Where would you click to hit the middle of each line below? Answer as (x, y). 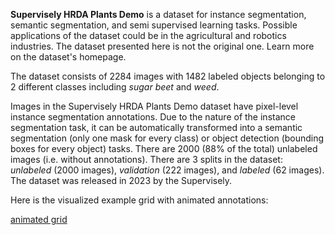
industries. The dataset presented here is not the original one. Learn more (162, 46)
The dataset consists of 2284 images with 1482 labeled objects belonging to (168, 76)
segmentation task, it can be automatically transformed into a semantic (156, 127)
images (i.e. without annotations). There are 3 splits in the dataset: (146, 159)
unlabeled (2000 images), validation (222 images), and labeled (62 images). (167, 170)
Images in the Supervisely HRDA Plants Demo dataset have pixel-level (154, 106)
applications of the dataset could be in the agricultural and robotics (148, 35)
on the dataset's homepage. (68, 57)
